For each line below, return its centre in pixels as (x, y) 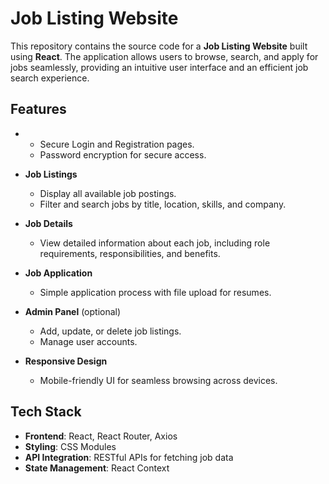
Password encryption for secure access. (123, 154)
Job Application (58, 273)
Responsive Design (66, 361)
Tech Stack (46, 412)
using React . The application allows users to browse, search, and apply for (164, 56)
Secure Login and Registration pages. (117, 144)
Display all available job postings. (108, 193)
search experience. (50, 78)
